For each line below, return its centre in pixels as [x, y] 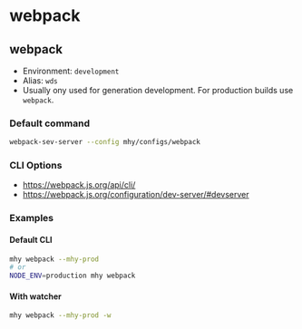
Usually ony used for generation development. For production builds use [158, 90]
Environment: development [71, 71]
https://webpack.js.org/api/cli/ [79, 185]
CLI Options [36, 166]
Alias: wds [40, 81]
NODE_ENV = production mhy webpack [73, 276]
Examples [32, 218]
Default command [50, 123]
